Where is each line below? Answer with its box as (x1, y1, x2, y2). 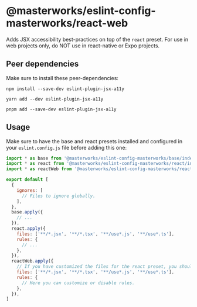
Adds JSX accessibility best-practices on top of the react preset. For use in (6, 36, 189, 43)
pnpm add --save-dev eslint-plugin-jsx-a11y (6, 106, 117, 112)
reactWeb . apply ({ (11, 258, 54, 264)
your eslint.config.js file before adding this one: (6, 144, 127, 151)
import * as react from (6, 161, 64, 167)
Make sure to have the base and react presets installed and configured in (6, 137, 183, 144)
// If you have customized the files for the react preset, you (16, 264, 177, 270)
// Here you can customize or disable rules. (21, 280, 135, 286)
